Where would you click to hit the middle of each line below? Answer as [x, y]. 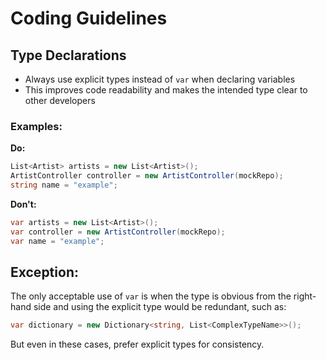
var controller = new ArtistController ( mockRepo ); [118, 232]
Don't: [23, 204]
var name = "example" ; [57, 241]
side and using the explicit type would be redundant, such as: [160, 307]
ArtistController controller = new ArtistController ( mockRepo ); [147, 176]
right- [305, 296]
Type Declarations [68, 55]
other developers [60, 100]
